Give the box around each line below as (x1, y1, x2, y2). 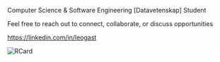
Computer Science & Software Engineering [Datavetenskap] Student (7, 6, 207, 14)
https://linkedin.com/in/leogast (7, 33, 97, 42)
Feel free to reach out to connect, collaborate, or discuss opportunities (7, 20, 214, 27)
